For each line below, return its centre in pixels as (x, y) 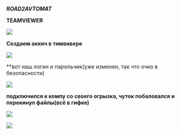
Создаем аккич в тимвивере (44, 44)
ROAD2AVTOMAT (29, 9)
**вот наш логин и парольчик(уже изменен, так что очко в (82, 67)
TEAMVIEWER (25, 20)
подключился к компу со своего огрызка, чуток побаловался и (90, 96)
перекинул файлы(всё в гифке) (48, 103)
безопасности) (25, 73)
